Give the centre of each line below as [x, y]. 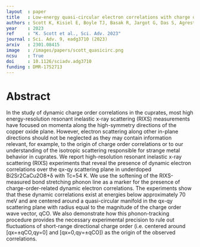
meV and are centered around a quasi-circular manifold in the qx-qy [90, 201]
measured [18, 182]
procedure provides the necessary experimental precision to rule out [90, 220]
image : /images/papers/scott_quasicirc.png [65, 50]
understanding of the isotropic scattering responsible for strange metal [93, 151]
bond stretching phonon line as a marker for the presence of [106, 182]
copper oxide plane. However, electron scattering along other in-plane [92, 132]
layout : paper [26, 12]
